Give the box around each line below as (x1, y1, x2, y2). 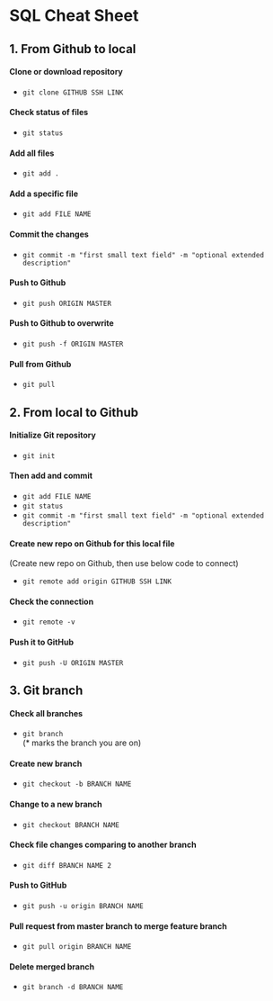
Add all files (9, 148, 55, 158)
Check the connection (9, 596, 94, 607)
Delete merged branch (9, 960, 95, 972)
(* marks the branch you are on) (22, 737, 142, 748)
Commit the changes (9, 229, 90, 239)
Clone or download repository (9, 67, 124, 77)
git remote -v (22, 618, 75, 627)
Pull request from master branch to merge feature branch (9, 920, 227, 932)
